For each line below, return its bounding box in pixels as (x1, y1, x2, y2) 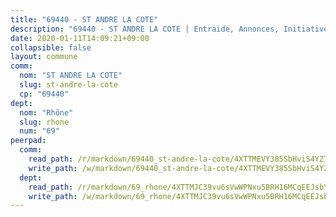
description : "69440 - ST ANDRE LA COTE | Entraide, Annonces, (10, 24, 280, 34)
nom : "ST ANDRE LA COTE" (19, 71, 123, 81)
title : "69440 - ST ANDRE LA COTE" (10, 14, 159, 25)
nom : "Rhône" (19, 107, 74, 118)
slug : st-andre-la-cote (19, 80, 118, 90)
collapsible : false (10, 42, 92, 53)
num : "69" (19, 126, 60, 136)
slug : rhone (19, 117, 70, 127)
